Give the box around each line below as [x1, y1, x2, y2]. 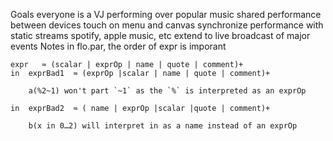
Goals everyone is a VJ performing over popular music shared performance [10, 9, 322, 20]
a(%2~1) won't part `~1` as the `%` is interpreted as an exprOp [28, 86, 307, 96]
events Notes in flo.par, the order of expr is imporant [10, 40, 227, 52]
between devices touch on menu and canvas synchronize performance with [10, 19, 324, 31]
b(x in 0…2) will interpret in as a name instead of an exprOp [28, 121, 298, 131]
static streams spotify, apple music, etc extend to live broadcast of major [10, 30, 311, 41]
